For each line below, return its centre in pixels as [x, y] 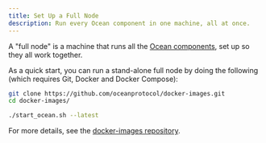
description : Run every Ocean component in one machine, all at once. [129, 23]
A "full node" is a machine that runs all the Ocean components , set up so [129, 46]
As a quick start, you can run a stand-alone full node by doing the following [133, 70]
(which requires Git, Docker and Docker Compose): [94, 79]
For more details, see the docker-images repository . [94, 131]
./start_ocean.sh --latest [54, 116]
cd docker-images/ [39, 101]
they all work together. [46, 55]
